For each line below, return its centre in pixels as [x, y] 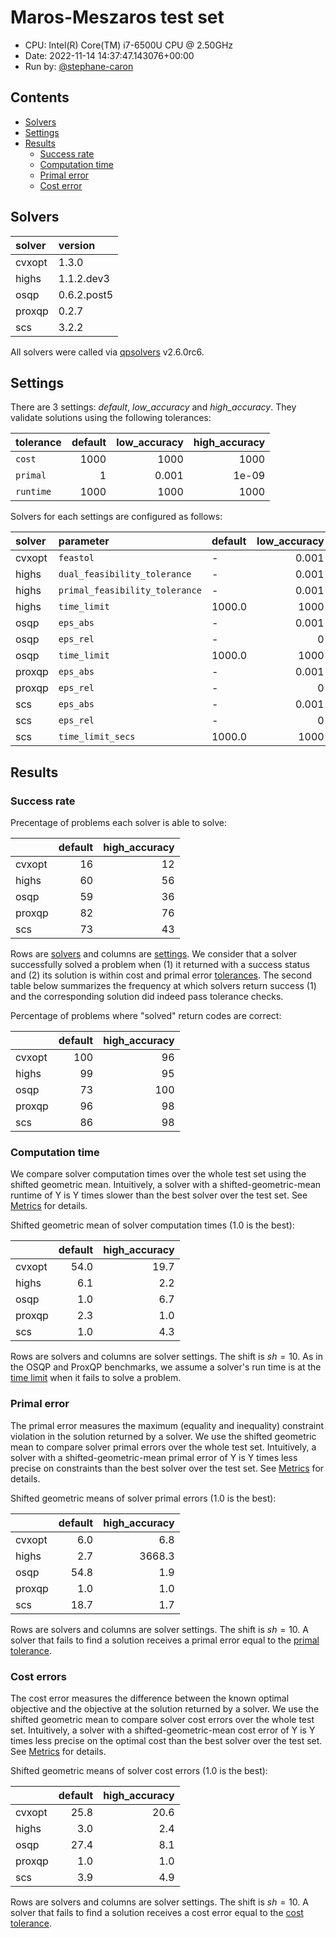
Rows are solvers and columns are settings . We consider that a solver [154, 954]
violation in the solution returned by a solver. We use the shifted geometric [163, 1436]
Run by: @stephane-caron [79, 66]
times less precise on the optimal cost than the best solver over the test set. [166, 1740]
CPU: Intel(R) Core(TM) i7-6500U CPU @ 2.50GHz [129, 45]
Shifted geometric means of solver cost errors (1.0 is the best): [139, 1770]
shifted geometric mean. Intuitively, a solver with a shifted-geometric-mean [166, 1185]
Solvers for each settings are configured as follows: [116, 517]
